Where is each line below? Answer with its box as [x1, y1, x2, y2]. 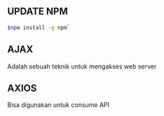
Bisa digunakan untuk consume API [7, 101, 110, 109]
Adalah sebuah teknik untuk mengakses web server [7, 62, 157, 71]
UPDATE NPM [7, 6, 68, 17]
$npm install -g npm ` [7, 24, 71, 31]
